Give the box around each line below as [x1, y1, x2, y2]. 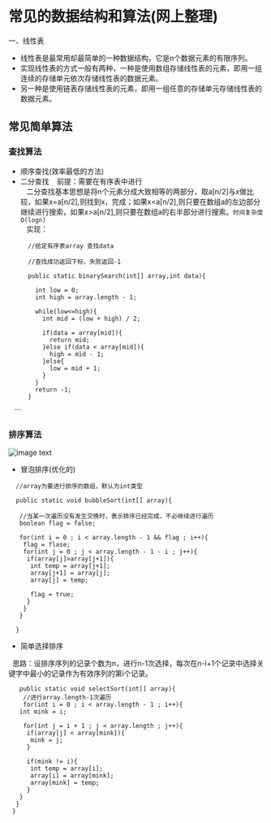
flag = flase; [23, 540, 71, 548]
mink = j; [29, 736, 63, 744]
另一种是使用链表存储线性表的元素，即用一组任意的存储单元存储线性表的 [19, 83, 262, 93]
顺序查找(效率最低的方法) [19, 166, 105, 175]
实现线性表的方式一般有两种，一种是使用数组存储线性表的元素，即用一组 [19, 63, 262, 73]
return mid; [49, 336, 90, 344]
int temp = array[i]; [29, 765, 104, 773]
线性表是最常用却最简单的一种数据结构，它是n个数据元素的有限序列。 [19, 53, 253, 63]
